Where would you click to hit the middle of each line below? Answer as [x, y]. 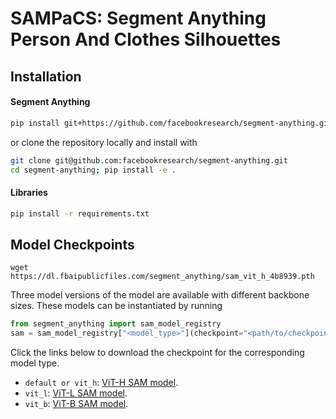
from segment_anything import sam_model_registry [116, 324]
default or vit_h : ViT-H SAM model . [101, 383]
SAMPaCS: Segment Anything [138, 18]
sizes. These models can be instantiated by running [116, 306]
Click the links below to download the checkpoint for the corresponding [157, 353]
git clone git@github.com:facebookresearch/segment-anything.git [149, 160]
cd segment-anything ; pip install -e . [93, 170]
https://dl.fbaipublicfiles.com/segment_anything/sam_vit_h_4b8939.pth [162, 277]
